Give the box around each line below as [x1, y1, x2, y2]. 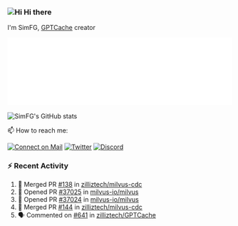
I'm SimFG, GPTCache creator [7, 24, 96, 32]
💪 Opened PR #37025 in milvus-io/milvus [17, 188, 139, 196]
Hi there [24, 7, 52, 17]
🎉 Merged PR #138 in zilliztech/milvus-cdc [17, 180, 143, 188]
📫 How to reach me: [7, 126, 68, 135]
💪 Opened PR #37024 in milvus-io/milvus [17, 195, 139, 203]
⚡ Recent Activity [7, 161, 69, 171]
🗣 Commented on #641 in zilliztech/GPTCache [17, 210, 157, 219]
